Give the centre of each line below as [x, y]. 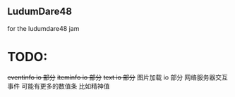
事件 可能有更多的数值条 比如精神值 [59, 86]
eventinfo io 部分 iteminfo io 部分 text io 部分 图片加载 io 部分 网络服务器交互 [117, 77]
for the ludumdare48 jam [43, 28]
